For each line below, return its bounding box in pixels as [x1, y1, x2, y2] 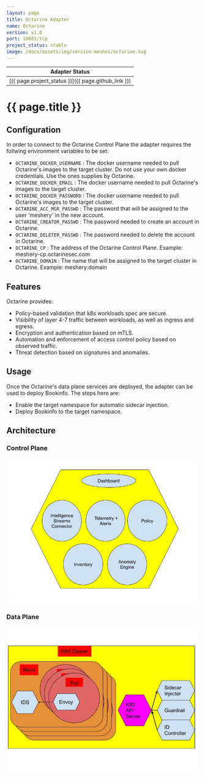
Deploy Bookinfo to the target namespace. [15, 408, 122, 415]
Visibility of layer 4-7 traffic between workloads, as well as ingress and [15, 316, 194, 323]
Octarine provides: [6, 298, 53, 305]
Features [6, 281, 41, 292]
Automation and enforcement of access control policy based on [15, 335, 176, 343]
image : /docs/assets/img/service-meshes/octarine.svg [6, 49, 147, 55]
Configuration [6, 125, 61, 135]
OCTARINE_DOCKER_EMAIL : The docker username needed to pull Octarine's [15, 179, 198, 187]
